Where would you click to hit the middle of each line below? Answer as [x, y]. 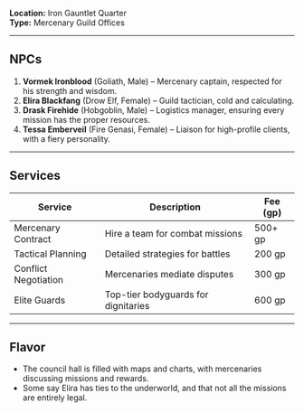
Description [175, 207]
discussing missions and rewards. [85, 379]
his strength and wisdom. [70, 90]
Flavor [28, 347]
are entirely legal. [55, 398]
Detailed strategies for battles [167, 254]
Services [35, 176]
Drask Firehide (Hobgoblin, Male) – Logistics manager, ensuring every [153, 110]
